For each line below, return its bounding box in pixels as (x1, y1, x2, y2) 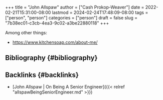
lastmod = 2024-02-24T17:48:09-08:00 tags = (52, 9, 149, 15)
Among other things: (5, 30, 47, 35)
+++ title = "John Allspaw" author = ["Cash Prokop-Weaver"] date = (5, 4, 145, 10)
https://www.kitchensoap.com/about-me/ (12, 39, 98, 45)
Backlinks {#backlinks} (5, 71, 79, 79)
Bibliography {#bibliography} (5, 54, 98, 62)
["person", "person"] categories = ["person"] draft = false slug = (5, 15, 138, 20)
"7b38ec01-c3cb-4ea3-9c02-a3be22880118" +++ (5, 20, 109, 26)
